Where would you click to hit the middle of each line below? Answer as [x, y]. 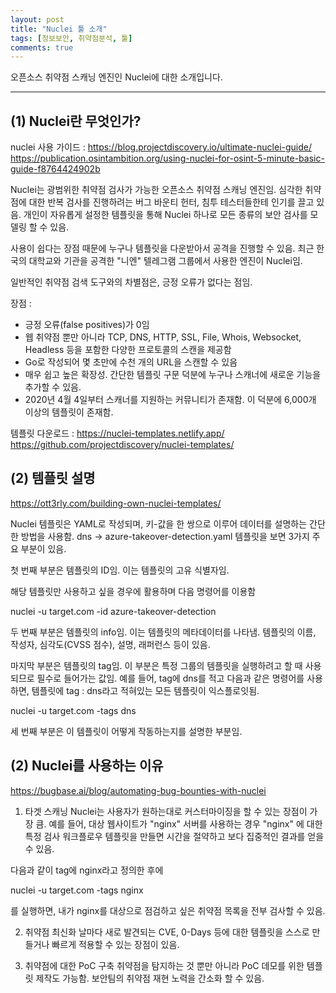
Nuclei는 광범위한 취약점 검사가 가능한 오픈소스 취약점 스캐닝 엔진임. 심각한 [156, 190]
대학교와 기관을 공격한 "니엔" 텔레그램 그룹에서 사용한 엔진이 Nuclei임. [165, 261]
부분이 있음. [43, 548]
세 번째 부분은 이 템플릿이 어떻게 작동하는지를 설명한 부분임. [126, 731]
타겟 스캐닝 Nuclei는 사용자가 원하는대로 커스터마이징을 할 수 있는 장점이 [166, 811]
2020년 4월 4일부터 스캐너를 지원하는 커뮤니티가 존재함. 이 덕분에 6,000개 [170, 400]
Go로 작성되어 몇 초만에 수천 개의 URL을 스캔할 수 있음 [131, 362]
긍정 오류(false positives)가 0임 [87, 325]
